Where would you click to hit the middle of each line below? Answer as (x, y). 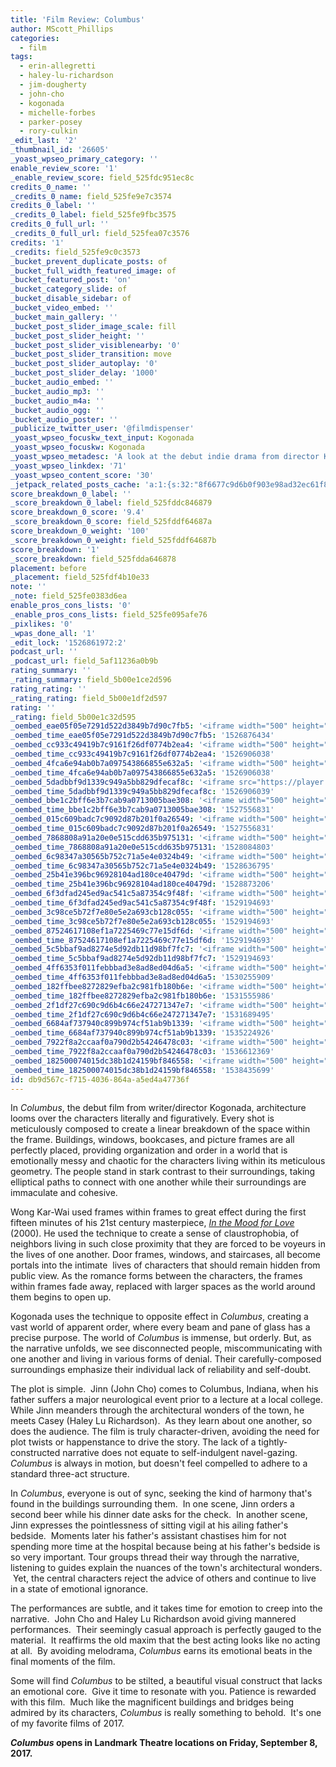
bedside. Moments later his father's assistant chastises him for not (148, 1536)
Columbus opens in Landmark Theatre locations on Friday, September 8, (164, 1743)
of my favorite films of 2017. (67, 1723)
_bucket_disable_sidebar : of (71, 299)
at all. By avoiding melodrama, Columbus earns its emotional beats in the (161, 1651)
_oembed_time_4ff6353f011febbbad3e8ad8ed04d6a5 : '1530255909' (142, 977)
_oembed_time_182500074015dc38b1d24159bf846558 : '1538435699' (142, 1070)
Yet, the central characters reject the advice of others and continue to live (164, 1578)
